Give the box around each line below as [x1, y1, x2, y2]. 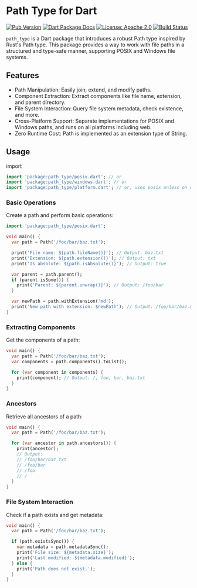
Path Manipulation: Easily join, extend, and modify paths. [14, 86, 152, 93]
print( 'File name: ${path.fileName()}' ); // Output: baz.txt [11, 250, 164, 256]
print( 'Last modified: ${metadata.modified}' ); [16, 555, 135, 561]
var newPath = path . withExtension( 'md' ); [11, 298, 114, 305]
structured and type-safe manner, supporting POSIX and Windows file [6, 47, 176, 54]
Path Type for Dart [6, 4, 97, 18]
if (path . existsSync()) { [11, 539, 75, 545]
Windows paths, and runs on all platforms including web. [14, 123, 152, 130]
